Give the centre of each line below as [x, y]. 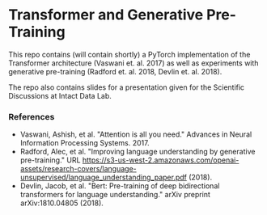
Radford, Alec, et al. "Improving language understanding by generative [138, 152]
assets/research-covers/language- [78, 169]
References [32, 116]
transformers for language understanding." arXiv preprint [115, 195]
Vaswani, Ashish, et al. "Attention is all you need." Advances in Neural [136, 134]
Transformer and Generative [106, 15]
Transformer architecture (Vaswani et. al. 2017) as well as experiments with [133, 63]
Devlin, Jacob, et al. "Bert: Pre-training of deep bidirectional [120, 186]
